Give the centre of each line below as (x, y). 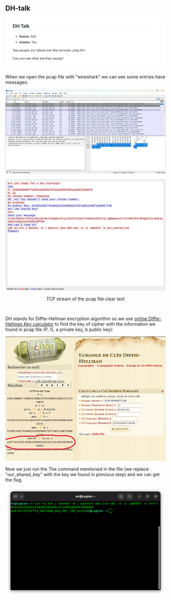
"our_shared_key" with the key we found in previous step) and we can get (82, 475)
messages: (17, 82)
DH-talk (18, 8)
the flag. (14, 480)
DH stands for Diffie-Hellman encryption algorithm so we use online (76, 319)
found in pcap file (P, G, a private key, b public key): (59, 330)
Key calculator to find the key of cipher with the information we (90, 324)
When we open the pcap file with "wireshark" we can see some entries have (85, 77)
